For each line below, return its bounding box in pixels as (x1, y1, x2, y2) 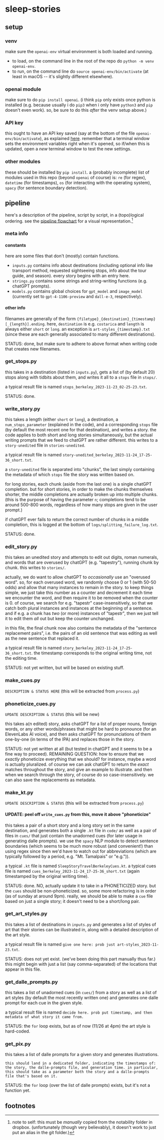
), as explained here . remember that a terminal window (40, 136, 150, 142)
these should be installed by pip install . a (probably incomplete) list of (5, 169, 150, 175)
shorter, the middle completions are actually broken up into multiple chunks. (5, 491, 158, 497)
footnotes (5, 1101, 36, 1110)
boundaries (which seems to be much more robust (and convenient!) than (5, 843, 153, 849)
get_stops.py (5, 358, 37, 365)
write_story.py (5, 405, 41, 412)
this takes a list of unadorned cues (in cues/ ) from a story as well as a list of (5, 990, 157, 996)
